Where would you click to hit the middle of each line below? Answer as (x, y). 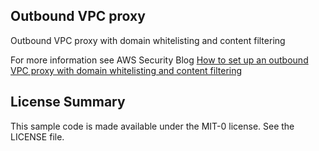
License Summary (68, 102)
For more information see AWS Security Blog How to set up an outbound (159, 60)
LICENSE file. (37, 136)
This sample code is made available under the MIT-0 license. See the (152, 126)
